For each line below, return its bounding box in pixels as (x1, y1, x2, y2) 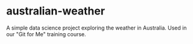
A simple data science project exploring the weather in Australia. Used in (6, 24, 187, 31)
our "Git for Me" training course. (6, 30, 86, 37)
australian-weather (6, 4, 106, 18)
